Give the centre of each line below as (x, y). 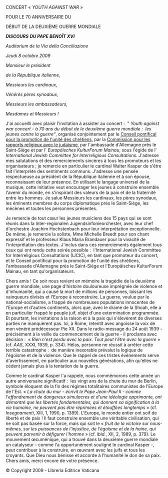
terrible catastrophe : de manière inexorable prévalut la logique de (74, 350)
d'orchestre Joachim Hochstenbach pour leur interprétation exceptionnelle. (83, 229)
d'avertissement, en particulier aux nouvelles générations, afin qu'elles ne (82, 360)
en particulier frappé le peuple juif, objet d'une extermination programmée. (82, 313)
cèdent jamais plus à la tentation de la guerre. (52, 366)
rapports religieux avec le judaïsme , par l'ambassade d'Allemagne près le (81, 145)
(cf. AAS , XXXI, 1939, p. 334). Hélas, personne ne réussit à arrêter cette (79, 345)
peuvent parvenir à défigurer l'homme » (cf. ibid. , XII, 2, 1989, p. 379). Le (81, 434)
